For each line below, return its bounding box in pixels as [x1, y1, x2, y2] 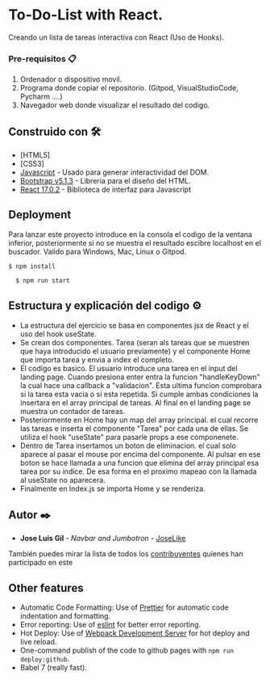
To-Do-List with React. [8, 6, 164, 24]
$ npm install [8, 262, 56, 270]
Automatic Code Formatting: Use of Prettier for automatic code [19, 602, 229, 612]
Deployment [8, 208, 72, 222]
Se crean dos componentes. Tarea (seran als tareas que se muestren [19, 337, 250, 347]
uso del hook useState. [19, 329, 97, 339]
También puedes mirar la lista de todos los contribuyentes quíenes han [8, 549, 243, 559]
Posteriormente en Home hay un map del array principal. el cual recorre [19, 415, 259, 424]
